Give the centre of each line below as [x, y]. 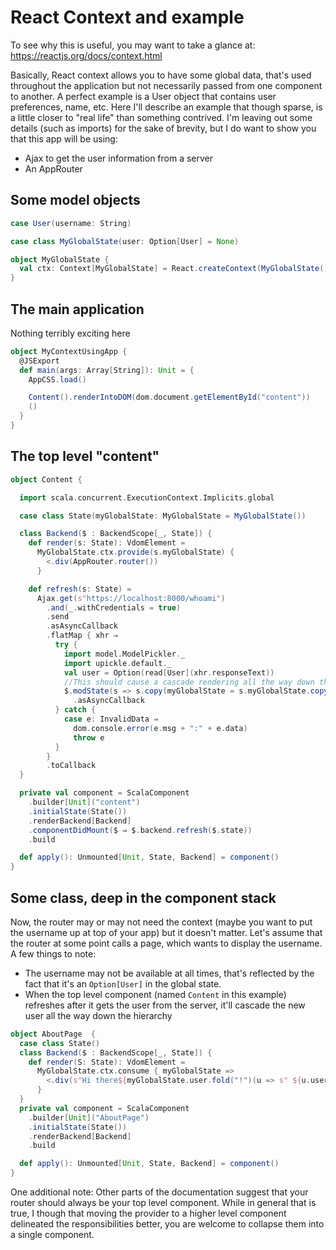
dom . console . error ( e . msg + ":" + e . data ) [160, 728]
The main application [77, 309]
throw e [89, 737]
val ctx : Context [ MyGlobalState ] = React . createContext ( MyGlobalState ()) [176, 269]
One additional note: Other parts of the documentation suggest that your [159, 1192]
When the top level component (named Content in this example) [155, 994]
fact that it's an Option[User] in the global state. [123, 983]
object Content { [46, 479]
